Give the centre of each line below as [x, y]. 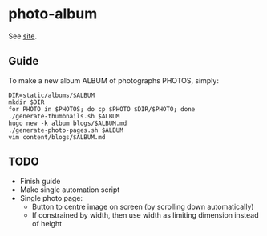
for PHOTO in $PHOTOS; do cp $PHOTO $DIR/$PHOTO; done [102, 109]
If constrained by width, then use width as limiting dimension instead [145, 215]
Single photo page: [51, 198]
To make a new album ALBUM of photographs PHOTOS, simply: [113, 80]
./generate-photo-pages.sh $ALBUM [66, 130]
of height [47, 223]
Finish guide [40, 181]
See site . [23, 36]
